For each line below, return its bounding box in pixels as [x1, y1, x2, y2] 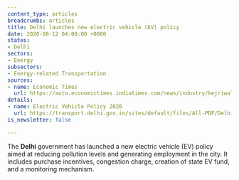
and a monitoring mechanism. [7, 164, 95, 173]
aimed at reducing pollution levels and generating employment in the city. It [7, 149, 228, 158]
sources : [7, 76, 33, 84]
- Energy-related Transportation [7, 70, 107, 77]
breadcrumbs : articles [7, 17, 75, 24]
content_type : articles [7, 10, 78, 18]
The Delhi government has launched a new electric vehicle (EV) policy [7, 142, 213, 150]
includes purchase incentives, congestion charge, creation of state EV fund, [7, 157, 230, 166]
